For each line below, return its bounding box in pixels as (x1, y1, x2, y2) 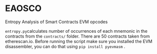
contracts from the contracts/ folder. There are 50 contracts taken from (5, 33, 150, 39)
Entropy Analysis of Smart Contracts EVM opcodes (5, 19, 108, 25)
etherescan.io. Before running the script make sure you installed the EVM (5, 38, 153, 44)
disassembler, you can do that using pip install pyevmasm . (5, 43, 126, 49)
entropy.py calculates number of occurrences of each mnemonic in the (5, 28, 148, 34)
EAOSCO (5, 3, 42, 14)
